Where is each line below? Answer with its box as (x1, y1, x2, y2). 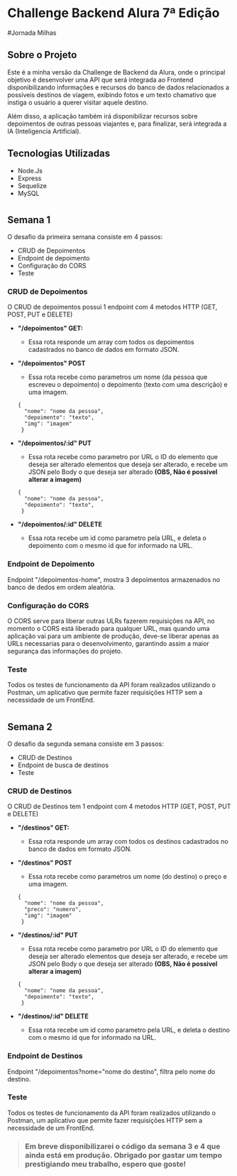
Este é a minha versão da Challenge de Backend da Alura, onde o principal (7, 67, 226, 76)
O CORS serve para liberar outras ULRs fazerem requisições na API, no (7, 617, 215, 625)
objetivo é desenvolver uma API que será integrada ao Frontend (7, 75, 194, 84)
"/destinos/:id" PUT (17, 931, 78, 940)
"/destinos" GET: (17, 823, 70, 832)
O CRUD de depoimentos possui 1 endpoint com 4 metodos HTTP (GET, (7, 303, 218, 312)
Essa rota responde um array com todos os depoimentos (28, 338, 194, 346)
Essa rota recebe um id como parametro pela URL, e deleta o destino (28, 1026, 231, 1034)
